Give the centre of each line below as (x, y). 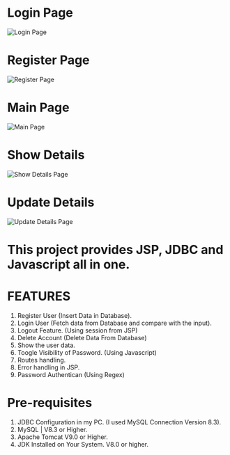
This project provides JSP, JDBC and (115, 249)
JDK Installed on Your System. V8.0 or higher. (83, 444)
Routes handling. (41, 360)
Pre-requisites (50, 403)
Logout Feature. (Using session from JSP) (77, 330)
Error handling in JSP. (48, 367)
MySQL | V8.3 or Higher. (52, 429)
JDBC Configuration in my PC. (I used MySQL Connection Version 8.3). (119, 422)
